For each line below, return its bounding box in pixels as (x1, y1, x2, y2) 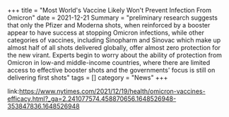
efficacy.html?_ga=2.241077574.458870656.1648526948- (7, 94, 177, 103)
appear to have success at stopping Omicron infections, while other (7, 28, 205, 37)
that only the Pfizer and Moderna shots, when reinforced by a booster (7, 21, 211, 29)
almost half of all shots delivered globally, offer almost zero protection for (7, 44, 221, 51)
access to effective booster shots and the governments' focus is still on (7, 66, 216, 74)
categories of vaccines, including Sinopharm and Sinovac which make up (7, 36, 221, 44)
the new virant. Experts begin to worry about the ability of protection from (7, 51, 223, 59)
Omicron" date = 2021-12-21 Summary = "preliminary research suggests (7, 13, 218, 22)
